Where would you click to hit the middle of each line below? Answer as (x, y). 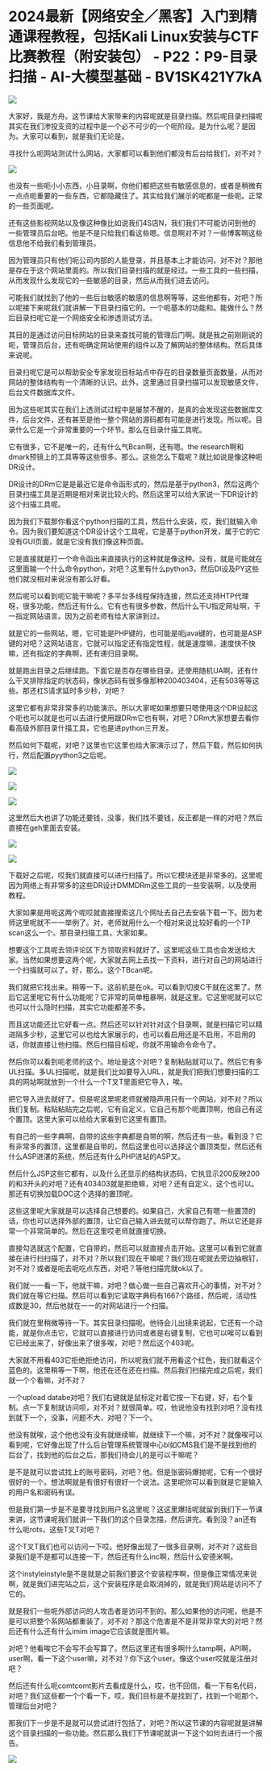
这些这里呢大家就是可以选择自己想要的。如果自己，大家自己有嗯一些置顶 (128, 1211)
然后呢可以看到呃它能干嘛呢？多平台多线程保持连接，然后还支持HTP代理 (129, 596)
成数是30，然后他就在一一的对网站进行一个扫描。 (91, 1305)
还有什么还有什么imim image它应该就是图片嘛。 (94, 1631)
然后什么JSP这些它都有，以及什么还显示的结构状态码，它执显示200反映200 (134, 1173)
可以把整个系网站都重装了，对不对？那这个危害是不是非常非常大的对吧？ (135, 1621)
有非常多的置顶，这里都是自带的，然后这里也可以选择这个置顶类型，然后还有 (135, 1146)
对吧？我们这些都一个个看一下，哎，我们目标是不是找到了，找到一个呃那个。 (135, 1695)
